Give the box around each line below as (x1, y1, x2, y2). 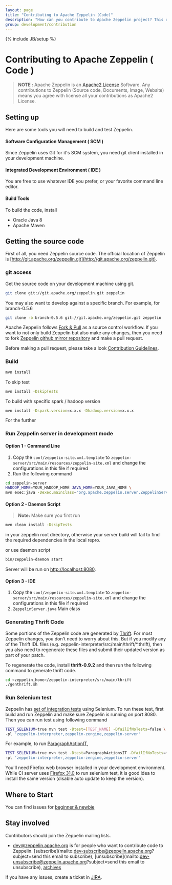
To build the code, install (5, 207, 57, 213)
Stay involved (5, 819, 50, 828)
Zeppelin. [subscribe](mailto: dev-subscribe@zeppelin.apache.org (12, 848, 152, 854)
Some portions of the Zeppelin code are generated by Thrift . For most (5, 630, 153, 636)
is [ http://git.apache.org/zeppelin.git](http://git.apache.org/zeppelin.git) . (5, 256, 157, 262)
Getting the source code (5, 237, 84, 246)
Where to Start (5, 790, 53, 799)
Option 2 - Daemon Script (5, 501, 61, 507)
